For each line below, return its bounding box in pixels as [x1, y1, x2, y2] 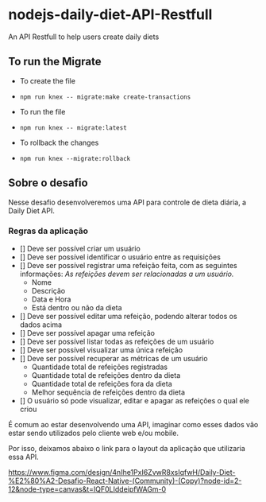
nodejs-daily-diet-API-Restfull [8, 6, 213, 24]
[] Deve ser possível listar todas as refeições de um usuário [19, 337, 214, 346]
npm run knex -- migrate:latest [19, 123, 127, 132]
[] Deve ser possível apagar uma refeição [19, 328, 155, 337]
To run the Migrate [8, 55, 102, 68]
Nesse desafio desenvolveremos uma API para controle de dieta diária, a [8, 197, 247, 207]
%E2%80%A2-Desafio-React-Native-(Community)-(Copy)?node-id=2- [8, 476, 242, 485]
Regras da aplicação [8, 225, 89, 236]
